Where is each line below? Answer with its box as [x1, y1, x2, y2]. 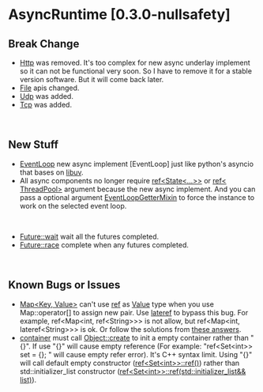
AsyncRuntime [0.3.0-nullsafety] [8, 6, 231, 24]
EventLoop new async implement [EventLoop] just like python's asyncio [19, 159, 254, 168]
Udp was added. [19, 92, 73, 100]
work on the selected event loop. [19, 201, 127, 210]
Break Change [8, 37, 80, 51]
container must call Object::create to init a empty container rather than [19, 333, 249, 342]
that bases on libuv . [19, 168, 85, 177]
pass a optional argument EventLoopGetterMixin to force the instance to [19, 192, 255, 202]
